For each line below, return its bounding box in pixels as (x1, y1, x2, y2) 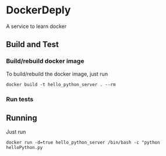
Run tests (6, 95, 34, 103)
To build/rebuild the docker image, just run (6, 70, 108, 77)
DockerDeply (6, 3, 71, 17)
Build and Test (6, 40, 59, 49)
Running (6, 113, 38, 123)
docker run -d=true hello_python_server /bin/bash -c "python (6, 140, 160, 146)
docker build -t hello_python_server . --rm (6, 81, 116, 87)
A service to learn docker (6, 23, 67, 30)
